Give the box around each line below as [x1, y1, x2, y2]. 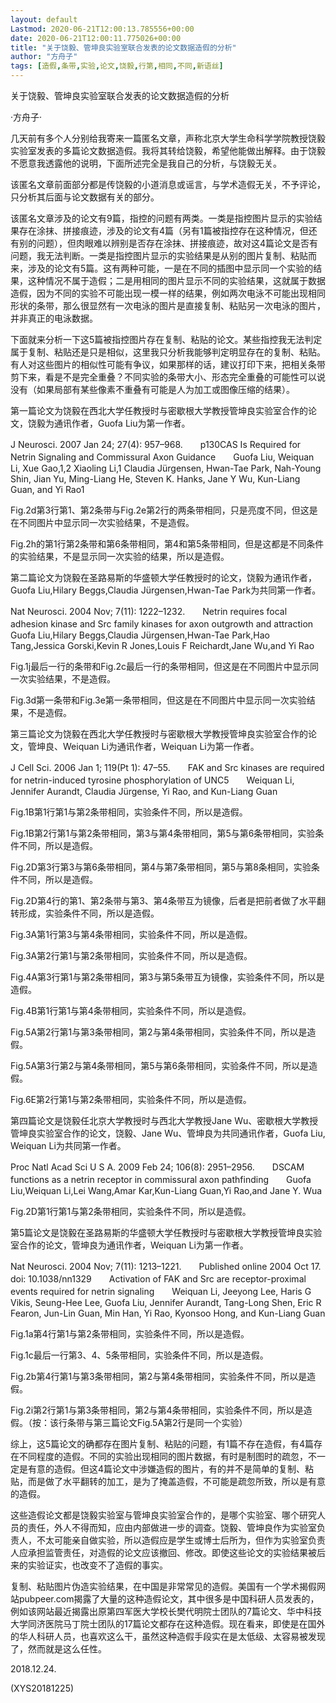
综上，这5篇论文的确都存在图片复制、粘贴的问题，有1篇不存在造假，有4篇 [10, 1438, 315, 1450]
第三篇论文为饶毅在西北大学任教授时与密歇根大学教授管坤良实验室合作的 [10, 728, 308, 740]
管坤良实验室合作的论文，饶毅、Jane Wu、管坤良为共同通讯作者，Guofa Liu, [10, 1127, 326, 1139]
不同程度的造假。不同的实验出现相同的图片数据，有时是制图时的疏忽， [18, 1451, 308, 1462]
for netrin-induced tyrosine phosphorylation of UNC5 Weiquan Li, [10, 774, 295, 786]
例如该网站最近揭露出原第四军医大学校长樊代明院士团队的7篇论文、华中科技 [10, 1606, 322, 1617]
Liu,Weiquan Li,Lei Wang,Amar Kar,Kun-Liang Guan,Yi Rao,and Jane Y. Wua [10, 1185, 323, 1196]
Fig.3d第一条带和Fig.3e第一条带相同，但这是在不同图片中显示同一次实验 [10, 694, 307, 706]
